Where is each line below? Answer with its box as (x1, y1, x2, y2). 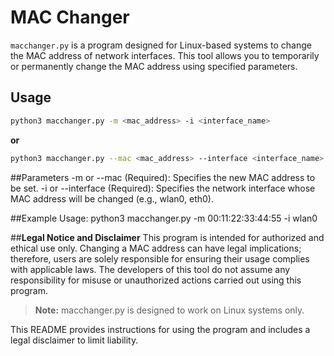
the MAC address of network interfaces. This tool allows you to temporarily (10, 49, 320, 61)
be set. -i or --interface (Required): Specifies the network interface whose (10, 182, 316, 194)
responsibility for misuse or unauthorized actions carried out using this (10, 274, 302, 286)
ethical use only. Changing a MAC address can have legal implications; (10, 242, 302, 254)
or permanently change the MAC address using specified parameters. (10, 60, 298, 72)
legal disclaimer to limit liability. (10, 334, 139, 346)
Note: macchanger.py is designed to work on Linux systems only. (34, 304, 305, 316)
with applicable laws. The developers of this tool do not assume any (10, 263, 291, 275)
